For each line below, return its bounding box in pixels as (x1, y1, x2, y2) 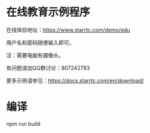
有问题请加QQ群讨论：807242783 (6, 64, 90, 72)
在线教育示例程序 (6, 5, 91, 19)
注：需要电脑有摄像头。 (6, 51, 64, 58)
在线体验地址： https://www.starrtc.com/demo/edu (6, 26, 130, 33)
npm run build (6, 120, 41, 127)
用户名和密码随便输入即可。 (6, 39, 75, 46)
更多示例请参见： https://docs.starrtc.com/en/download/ (6, 77, 145, 84)
